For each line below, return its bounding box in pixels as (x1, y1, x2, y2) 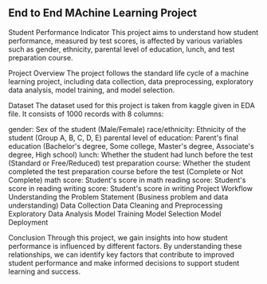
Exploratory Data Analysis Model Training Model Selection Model (8, 208, 222, 218)
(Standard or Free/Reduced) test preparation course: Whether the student (8, 158, 251, 168)
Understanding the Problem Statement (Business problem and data (8, 192, 229, 201)
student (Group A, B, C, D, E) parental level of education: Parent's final (8, 133, 239, 142)
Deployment (8, 217, 49, 227)
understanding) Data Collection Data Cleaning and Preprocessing (8, 200, 223, 210)
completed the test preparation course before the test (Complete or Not (8, 166, 244, 176)
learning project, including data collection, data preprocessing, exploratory (8, 76, 253, 86)
